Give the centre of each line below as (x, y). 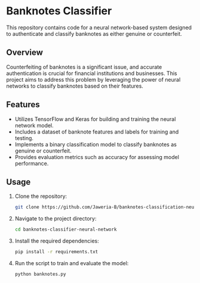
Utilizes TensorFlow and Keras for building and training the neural (95, 119)
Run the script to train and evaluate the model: (72, 263)
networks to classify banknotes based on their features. (75, 86)
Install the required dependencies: (57, 241)
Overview (25, 53)
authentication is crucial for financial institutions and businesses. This (92, 73)
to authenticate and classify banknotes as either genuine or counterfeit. (94, 33)
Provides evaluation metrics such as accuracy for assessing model (97, 157)
